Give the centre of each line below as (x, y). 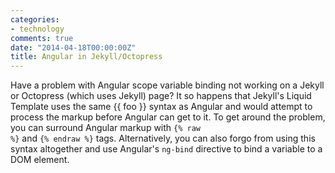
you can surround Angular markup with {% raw (105, 128)
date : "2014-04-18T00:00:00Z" (73, 47)
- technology (37, 29)
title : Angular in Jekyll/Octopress (86, 57)
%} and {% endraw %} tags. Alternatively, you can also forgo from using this (163, 138)
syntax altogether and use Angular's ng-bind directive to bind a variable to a (166, 149)
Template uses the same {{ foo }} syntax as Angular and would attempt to (161, 107)
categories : (35, 19)
